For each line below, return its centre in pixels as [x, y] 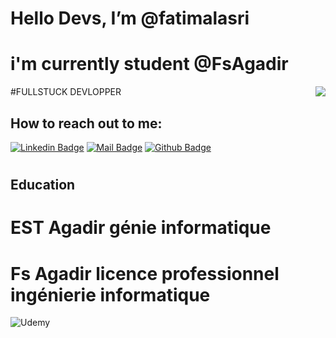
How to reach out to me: [86, 123]
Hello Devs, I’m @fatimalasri [130, 18]
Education [43, 185]
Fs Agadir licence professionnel [145, 273]
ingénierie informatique [110, 294]
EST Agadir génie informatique [141, 228]
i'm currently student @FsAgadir [149, 64]
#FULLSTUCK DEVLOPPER [66, 92]
